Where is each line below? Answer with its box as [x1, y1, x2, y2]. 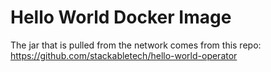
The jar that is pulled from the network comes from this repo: [10, 39, 262, 51]
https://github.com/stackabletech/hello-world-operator [10, 49, 238, 61]
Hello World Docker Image [10, 6, 232, 29]
